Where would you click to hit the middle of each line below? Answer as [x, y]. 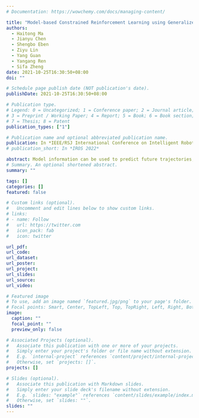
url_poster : [21, 263]
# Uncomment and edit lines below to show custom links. [81, 209]
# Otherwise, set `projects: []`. [51, 362]
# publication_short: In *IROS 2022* [53, 149]
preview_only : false [37, 329]
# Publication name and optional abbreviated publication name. [87, 137]
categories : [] [25, 187]
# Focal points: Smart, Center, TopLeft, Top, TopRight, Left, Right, [95, 307]
